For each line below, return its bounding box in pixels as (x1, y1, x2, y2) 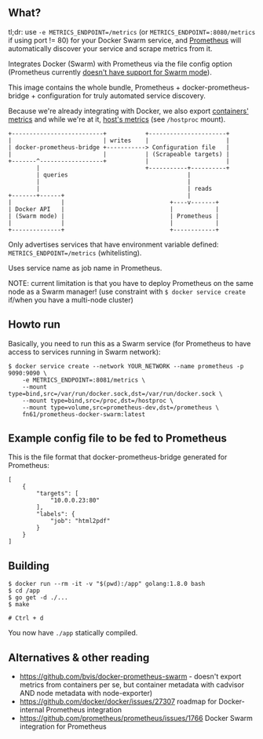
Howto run (8, 318, 61, 331)
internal (19, 705, 45, 715)
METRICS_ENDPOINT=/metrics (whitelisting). (8, 247, 142, 258)
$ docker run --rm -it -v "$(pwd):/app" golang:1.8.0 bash (8, 580, 206, 588)
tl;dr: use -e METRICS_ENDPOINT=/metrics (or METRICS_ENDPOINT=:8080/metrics (8, 27, 256, 36)
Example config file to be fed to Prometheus (8, 432, 228, 445)
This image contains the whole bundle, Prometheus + (8, 82, 181, 92)
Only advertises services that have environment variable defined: (8, 240, 219, 249)
